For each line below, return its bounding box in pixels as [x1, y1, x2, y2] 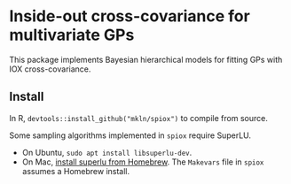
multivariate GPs [9, 25, 135, 45]
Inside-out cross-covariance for [9, 6, 250, 27]
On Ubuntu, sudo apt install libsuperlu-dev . [21, 147, 193, 157]
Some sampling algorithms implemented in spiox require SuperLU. [9, 130, 251, 141]
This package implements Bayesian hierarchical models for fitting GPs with [9, 54, 283, 65]
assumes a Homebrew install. [21, 165, 130, 176]
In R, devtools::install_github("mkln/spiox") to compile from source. [9, 112, 268, 123]
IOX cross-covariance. [9, 64, 91, 74]
